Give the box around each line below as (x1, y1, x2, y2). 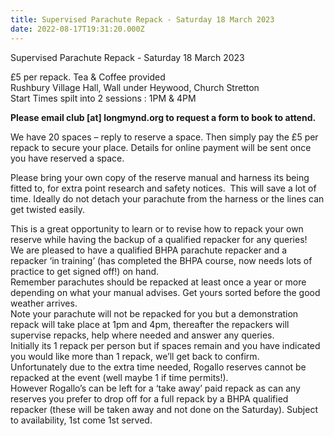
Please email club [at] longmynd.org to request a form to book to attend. (10, 111, 317, 123)
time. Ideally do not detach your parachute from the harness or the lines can (10, 192, 325, 205)
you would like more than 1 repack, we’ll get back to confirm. (10, 350, 260, 362)
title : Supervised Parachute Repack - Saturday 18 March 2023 (10, 14, 275, 25)
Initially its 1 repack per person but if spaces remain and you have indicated (10, 339, 321, 351)
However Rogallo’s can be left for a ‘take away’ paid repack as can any (10, 382, 301, 394)
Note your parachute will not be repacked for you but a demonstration (10, 307, 299, 320)
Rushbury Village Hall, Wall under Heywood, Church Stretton (10, 81, 260, 93)
